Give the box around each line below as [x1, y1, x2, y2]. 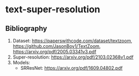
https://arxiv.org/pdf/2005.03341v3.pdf [12, 49, 97, 54]
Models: [12, 60, 30, 65]
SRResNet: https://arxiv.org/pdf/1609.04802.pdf [20, 65, 123, 71]
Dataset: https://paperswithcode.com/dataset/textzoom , [12, 37, 132, 44]
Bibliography [5, 24, 47, 33]
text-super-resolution [5, 4, 100, 15]
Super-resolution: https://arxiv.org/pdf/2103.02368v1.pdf [12, 54, 134, 60]
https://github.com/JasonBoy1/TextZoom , [12, 43, 101, 49]
